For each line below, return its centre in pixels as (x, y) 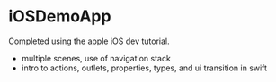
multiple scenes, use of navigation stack (96, 58)
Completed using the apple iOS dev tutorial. (89, 41)
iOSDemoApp (60, 16)
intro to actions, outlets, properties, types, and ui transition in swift (144, 68)
